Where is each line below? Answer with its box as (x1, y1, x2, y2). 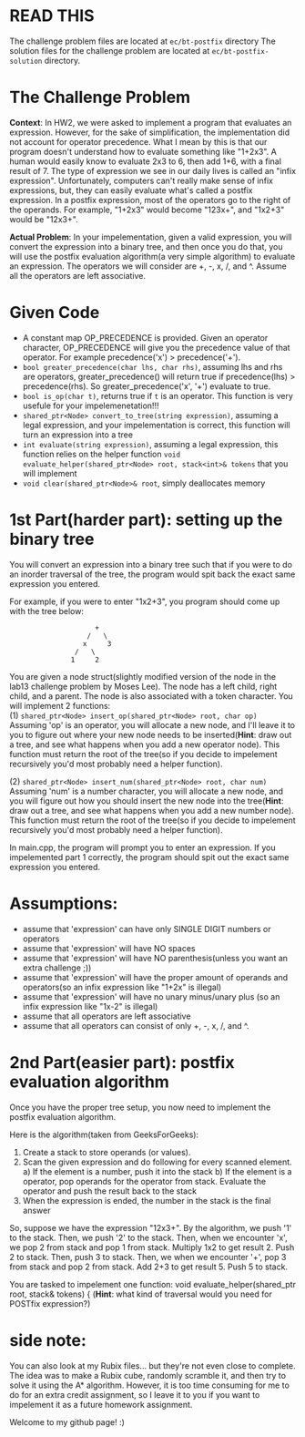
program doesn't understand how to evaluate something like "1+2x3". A (9, 146, 278, 157)
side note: (9, 1329, 86, 1350)
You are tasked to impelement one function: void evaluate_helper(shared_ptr (9, 1278, 296, 1289)
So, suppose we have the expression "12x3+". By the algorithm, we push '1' (9, 1222, 292, 1233)
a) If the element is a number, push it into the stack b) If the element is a (22, 1165, 292, 1176)
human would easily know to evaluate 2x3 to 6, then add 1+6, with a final (9, 156, 282, 167)
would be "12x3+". (9, 213, 79, 224)
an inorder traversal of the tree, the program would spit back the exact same (9, 569, 296, 580)
